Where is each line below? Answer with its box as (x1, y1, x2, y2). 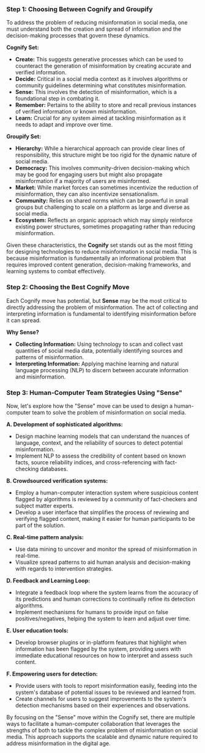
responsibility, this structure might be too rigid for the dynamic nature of (15, 151, 197, 158)
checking (15, 465, 39, 472)
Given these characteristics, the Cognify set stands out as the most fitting (6, 241, 193, 249)
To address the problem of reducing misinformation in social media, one (6, 19, 188, 26)
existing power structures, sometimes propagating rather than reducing (15, 223, 196, 230)
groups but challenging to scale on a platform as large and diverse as (15, 203, 190, 211)
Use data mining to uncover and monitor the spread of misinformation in (15, 545, 197, 553)
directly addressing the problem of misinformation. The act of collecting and (6, 303, 199, 311)
